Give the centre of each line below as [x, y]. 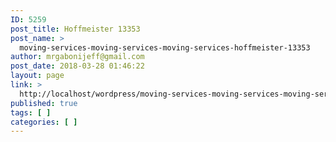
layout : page [37, 76]
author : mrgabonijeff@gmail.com [77, 57]
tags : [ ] [31, 112]
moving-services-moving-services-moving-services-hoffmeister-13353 [165, 47]
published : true [44, 103]
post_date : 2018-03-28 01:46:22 [77, 66]
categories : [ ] [44, 122]
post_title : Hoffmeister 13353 [75, 29]
